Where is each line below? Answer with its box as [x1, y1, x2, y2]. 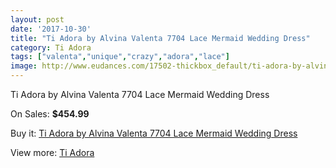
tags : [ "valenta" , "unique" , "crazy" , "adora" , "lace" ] [10, 52, 230, 62]
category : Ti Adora [10, 42, 92, 53]
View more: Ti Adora [10, 147, 95, 158]
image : [10, 61, 38, 71]
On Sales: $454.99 [10, 108, 90, 120]
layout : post [10, 14, 65, 25]
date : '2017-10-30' [10, 24, 92, 34]
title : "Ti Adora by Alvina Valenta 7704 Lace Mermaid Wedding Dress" [10, 33, 311, 43]
